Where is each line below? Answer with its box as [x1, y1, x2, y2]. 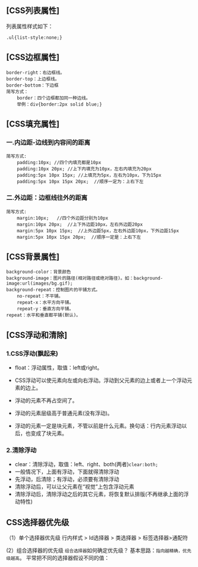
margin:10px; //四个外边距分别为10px [17, 215, 109, 221]
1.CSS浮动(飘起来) [6, 349, 58, 358]
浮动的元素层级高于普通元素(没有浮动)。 [14, 409, 113, 417]
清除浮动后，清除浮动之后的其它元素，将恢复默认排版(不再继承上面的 [14, 491, 184, 498]
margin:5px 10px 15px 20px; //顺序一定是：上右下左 [17, 234, 142, 240]
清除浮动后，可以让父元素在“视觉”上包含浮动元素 [14, 483, 135, 491]
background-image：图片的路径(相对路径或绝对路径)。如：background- [6, 275, 164, 282]
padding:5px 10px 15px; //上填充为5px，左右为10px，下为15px [17, 172, 162, 178]
